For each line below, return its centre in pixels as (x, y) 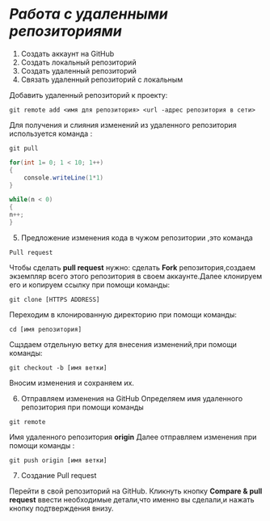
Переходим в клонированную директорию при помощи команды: (123, 314)
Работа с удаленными (89, 14)
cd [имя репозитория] (46, 329)
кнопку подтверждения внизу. (61, 508)
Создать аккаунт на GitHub (67, 53)
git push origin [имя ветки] (58, 460)
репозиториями (65, 31)
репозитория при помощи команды (82, 407)
